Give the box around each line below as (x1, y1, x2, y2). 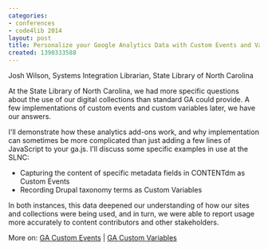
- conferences (8, 19, 56, 27)
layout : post (8, 34, 52, 42)
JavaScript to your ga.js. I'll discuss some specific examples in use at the (8, 145, 249, 153)
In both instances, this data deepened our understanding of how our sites (8, 200, 250, 210)
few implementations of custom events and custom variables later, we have (8, 103, 256, 113)
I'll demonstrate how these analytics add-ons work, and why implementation (8, 127, 259, 137)
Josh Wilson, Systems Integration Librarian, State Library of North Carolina (8, 71, 254, 80)
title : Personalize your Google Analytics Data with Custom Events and (8, 42, 251, 50)
